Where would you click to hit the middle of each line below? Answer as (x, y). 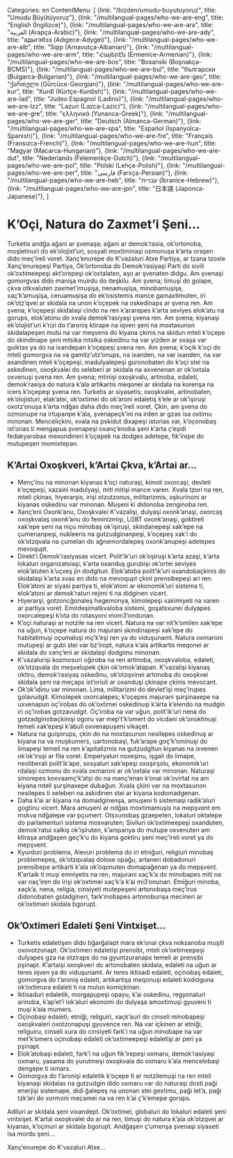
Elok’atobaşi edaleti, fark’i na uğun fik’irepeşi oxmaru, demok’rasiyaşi (116, 1054)
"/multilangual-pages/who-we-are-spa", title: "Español (86, 128)
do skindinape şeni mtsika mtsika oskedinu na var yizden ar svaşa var (107, 340)
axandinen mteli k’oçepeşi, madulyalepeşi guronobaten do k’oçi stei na (109, 362)
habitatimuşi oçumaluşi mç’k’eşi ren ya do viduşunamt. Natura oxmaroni (120, 637)
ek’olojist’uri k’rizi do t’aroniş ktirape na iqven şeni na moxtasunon (101, 325)
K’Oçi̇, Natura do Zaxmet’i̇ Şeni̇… (104, 225)
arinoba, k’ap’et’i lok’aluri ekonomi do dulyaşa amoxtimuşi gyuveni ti (114, 1001)
